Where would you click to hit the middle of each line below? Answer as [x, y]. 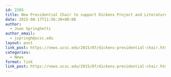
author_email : [20, 33]
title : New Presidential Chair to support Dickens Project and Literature [86, 15]
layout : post [19, 43]
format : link [19, 62]
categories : [18, 52]
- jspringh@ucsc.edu [32, 38]
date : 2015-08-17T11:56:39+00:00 [41, 19]
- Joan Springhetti [31, 29]
